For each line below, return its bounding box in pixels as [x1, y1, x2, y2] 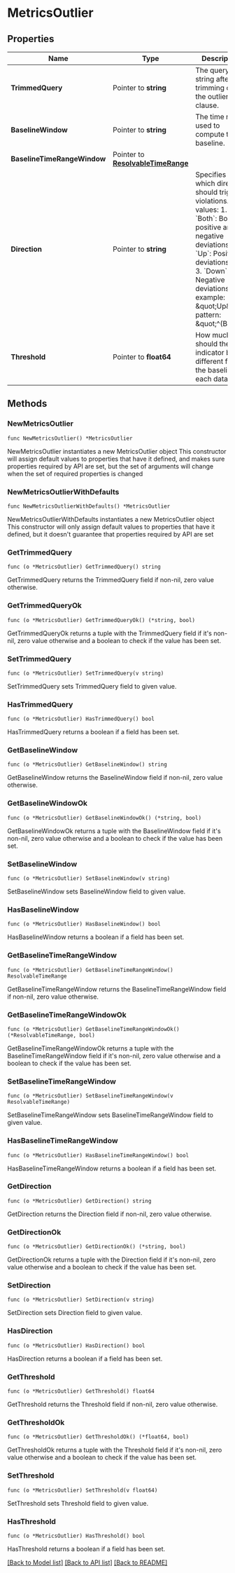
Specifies [195, 170, 227, 180]
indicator [195, 348, 225, 357]
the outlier [195, 92, 229, 101]
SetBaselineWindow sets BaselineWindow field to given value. [7, 887, 186, 896]
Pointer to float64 [113, 352, 171, 362]
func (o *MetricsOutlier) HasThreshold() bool [7, 1532, 145, 1539]
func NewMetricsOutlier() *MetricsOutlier [7, 435, 133, 442]
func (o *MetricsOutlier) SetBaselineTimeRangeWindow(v [7, 1093, 173, 1100]
